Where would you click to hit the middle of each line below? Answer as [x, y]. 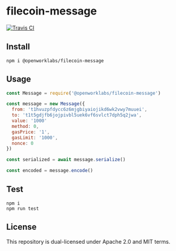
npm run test [23, 208]
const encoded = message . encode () [50, 171]
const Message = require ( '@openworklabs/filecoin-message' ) [84, 93]
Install [18, 47]
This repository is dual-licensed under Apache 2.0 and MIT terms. [88, 241]
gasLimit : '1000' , [35, 138]
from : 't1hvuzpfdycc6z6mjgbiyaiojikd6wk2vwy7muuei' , [80, 110]
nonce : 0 [23, 143]
